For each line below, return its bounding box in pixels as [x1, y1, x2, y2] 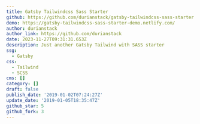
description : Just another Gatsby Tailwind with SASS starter [6, 42, 165, 48]
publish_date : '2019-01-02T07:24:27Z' [6, 92, 103, 98]
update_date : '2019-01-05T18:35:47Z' [6, 97, 101, 103]
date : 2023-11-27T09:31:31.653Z [6, 36, 87, 42]
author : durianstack [6, 25, 58, 32]
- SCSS [11, 70, 28, 76]
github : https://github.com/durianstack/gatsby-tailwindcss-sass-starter [6, 14, 195, 20]
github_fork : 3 [6, 108, 44, 114]
